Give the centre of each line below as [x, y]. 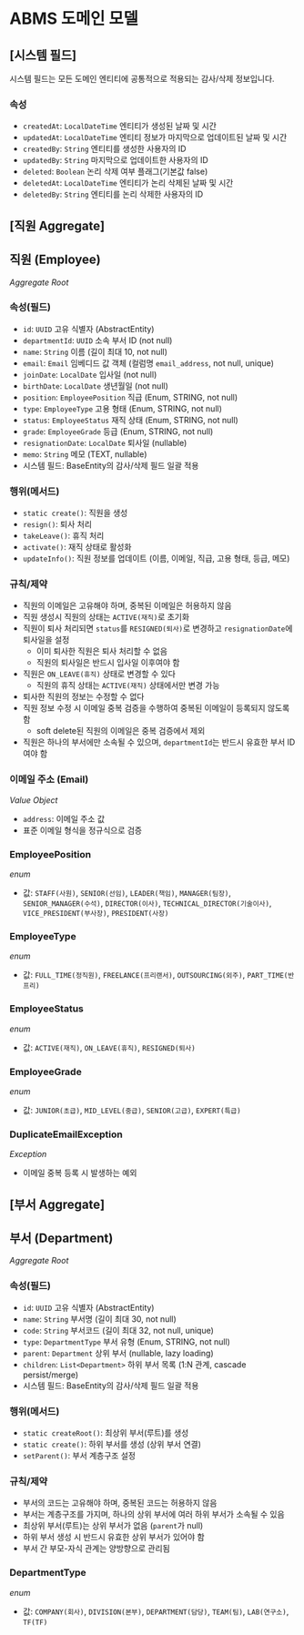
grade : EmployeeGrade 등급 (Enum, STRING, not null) [118, 431]
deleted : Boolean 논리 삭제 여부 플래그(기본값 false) [115, 172]
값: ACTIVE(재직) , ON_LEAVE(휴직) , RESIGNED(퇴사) [109, 1047]
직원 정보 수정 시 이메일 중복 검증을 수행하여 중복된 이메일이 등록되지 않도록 [156, 708]
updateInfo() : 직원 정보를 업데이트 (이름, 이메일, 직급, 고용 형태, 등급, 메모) [156, 559]
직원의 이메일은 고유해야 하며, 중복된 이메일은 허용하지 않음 [127, 605]
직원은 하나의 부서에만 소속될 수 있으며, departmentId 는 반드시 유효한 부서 [154, 742]
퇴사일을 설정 [46, 640]
